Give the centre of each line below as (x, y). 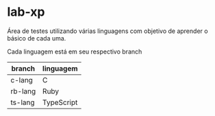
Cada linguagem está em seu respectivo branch (75, 51)
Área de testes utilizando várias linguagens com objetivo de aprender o (107, 31)
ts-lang (23, 102)
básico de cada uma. (37, 38)
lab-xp (26, 12)
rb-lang (23, 91)
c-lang (22, 80)
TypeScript (60, 102)
